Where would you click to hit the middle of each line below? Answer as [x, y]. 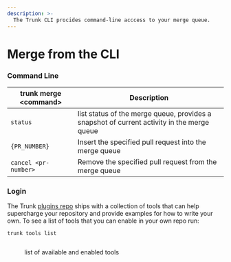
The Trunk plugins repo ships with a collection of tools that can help [103, 206]
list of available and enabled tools [71, 252]
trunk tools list [32, 234]
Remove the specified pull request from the [147, 161]
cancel [21, 162]
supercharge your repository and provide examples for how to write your [110, 214]
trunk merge [41, 93]
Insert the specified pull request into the [142, 142]
